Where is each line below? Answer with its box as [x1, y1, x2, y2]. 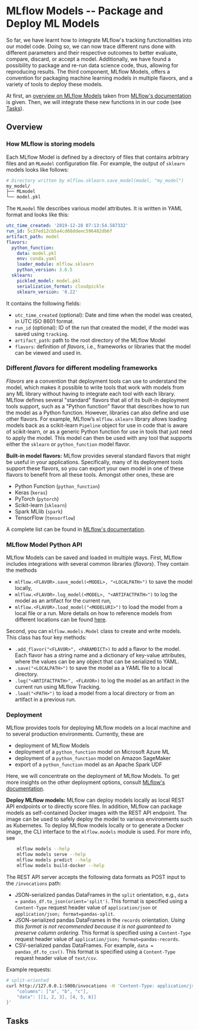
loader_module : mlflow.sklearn [17, 262, 94, 267]
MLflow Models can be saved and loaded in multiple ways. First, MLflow [6, 554, 182, 561]
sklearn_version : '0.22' [17, 289, 78, 295]
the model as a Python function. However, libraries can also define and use [6, 409, 190, 416]
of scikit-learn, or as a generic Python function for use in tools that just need [6, 428, 192, 435]
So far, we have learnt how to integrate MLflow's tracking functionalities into [6, 36, 192, 43]
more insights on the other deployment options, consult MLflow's [6, 779, 165, 786]
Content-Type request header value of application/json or [14, 903, 158, 911]
